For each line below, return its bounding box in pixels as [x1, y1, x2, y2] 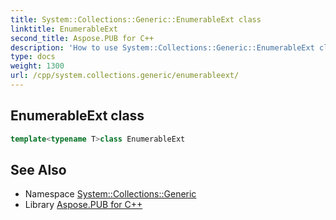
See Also [10, 161, 67, 178]
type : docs [10, 52, 56, 62]
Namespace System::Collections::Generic [24, 188, 197, 200]
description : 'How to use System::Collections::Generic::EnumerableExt [10, 42, 315, 53]
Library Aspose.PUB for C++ [24, 199, 143, 211]
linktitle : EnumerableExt [10, 24, 118, 34]
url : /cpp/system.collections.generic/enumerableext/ [10, 71, 240, 81]
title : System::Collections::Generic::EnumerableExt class [10, 14, 262, 25]
